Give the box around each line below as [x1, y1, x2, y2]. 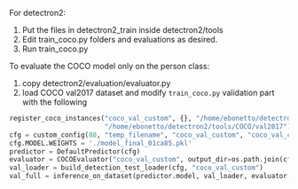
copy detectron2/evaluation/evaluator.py [21, 78, 171, 88]
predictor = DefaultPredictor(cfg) [9, 146, 141, 156]
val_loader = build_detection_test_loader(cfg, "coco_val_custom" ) [9, 163, 264, 172]
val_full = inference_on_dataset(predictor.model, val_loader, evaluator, [9, 172, 292, 181]
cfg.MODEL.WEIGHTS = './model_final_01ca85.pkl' [9, 138, 192, 147]
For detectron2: [9, 8, 67, 18]
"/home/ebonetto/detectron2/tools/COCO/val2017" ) [104, 122, 292, 131]
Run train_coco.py [21, 43, 89, 54]
